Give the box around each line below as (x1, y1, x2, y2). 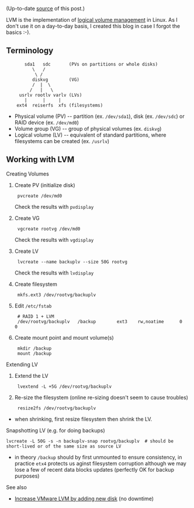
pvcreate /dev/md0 (17, 193, 63, 199)
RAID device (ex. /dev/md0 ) (14, 118, 79, 126)
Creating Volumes (6, 170, 50, 177)
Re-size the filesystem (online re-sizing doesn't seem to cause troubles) (14, 394, 189, 401)
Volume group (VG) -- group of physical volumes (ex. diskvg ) (14, 125, 162, 132)
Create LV (14, 248, 39, 255)
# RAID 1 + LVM (17, 313, 54, 319)
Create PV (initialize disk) (14, 181, 75, 188)
